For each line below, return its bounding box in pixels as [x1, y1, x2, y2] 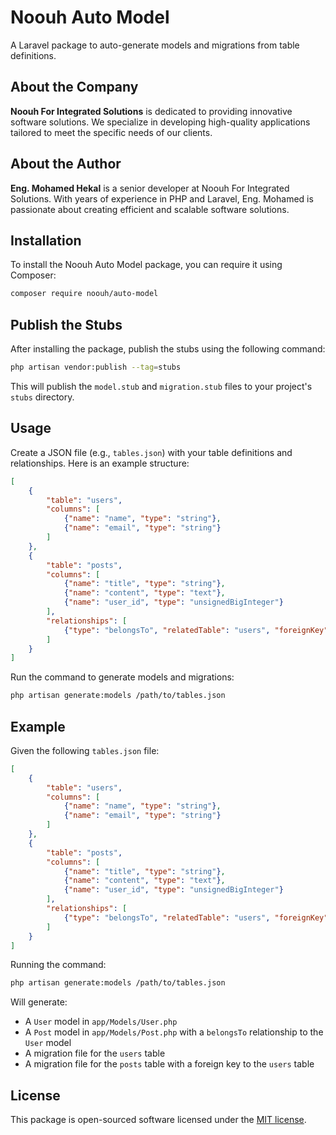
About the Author [10, 156, 122, 173]
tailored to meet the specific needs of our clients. [10, 126, 213, 138]
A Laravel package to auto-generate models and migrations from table [10, 39, 300, 51]
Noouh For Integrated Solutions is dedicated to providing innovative [10, 105, 293, 117]
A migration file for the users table [24, 1047, 166, 1060]
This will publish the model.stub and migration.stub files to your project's [10, 380, 313, 392]
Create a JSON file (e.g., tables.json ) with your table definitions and [10, 446, 293, 458]
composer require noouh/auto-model [10, 289, 159, 299]
